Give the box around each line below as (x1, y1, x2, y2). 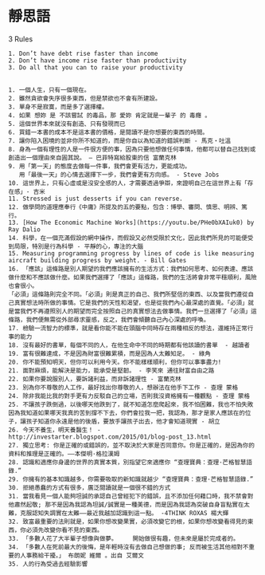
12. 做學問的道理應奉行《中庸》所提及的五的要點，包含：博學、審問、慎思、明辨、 (8, 203, 242, 211)
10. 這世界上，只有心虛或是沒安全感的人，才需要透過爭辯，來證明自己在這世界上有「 (8, 179, 248, 187)
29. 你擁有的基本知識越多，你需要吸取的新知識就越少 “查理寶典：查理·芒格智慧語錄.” (8, 475, 254, 483)
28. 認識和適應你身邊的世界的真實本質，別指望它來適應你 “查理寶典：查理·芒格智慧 (8, 458, 247, 467)
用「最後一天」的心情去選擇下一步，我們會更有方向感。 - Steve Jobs (18, 171, 220, 179)
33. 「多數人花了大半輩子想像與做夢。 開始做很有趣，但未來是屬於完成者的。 (8, 534, 240, 542)
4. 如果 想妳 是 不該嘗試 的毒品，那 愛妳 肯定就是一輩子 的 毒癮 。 (8, 111, 211, 120)
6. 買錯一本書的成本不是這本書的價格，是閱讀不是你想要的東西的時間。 (8, 128, 208, 136)
